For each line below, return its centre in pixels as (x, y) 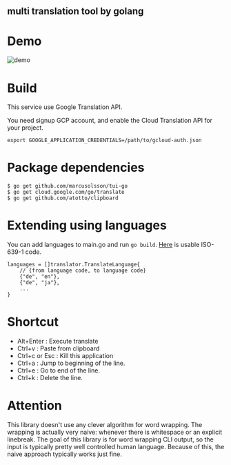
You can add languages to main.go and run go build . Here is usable (103, 245)
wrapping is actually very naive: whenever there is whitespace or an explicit (115, 432)
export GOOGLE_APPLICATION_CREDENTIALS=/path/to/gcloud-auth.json (104, 141)
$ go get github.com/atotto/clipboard (63, 198)
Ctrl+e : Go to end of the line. (59, 370)
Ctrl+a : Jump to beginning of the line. (71, 363)
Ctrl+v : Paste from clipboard (58, 348)
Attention (34, 406)
